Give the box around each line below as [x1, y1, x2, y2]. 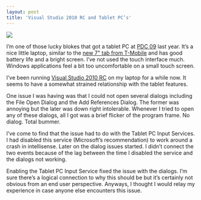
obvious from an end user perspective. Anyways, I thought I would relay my [6, 180, 196, 187]
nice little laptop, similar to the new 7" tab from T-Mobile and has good [6, 49, 183, 57]
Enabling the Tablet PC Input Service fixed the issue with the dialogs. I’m [6, 167, 188, 174]
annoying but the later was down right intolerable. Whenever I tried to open [6, 105, 194, 112]
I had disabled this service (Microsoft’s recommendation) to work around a [6, 136, 193, 143]
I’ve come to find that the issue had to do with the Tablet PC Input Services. [6, 129, 196, 137]
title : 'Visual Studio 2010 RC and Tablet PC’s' [6, 15, 132, 21]
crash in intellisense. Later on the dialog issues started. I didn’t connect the [6, 142, 194, 150]
